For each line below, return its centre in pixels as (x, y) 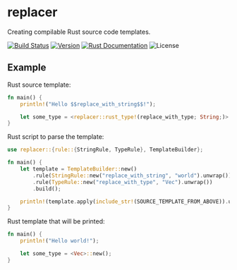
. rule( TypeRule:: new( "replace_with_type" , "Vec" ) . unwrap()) (123, 182)
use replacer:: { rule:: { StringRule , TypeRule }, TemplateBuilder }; (105, 150)
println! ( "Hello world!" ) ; (60, 241)
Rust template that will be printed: (56, 221)
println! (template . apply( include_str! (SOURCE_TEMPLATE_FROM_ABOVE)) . (124, 202)
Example (27, 68)
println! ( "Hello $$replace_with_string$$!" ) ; (88, 104)
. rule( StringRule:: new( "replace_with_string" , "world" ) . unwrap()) (132, 176)
